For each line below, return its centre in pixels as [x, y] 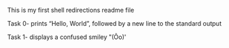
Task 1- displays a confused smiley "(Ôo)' [67, 37]
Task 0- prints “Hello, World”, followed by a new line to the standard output [114, 23]
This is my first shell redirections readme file [71, 10]
